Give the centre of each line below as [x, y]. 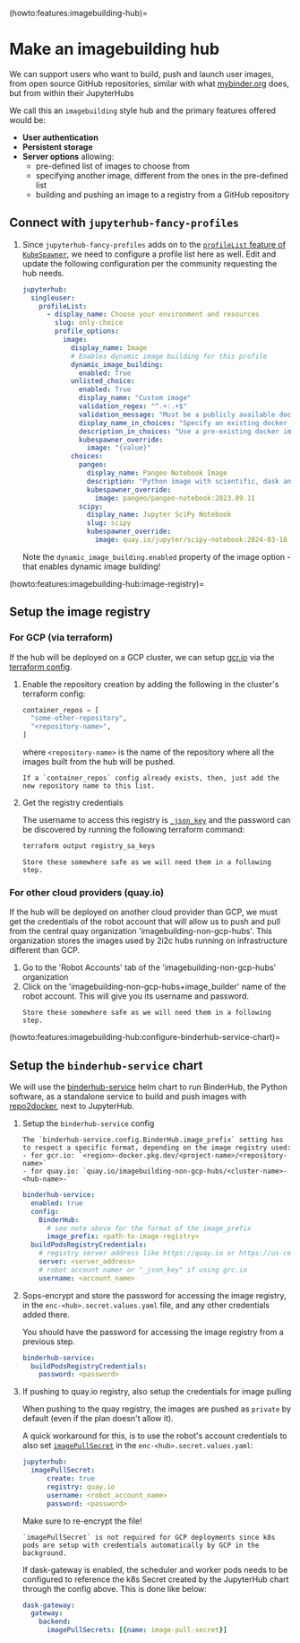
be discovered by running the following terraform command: [133, 830]
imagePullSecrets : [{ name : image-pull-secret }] [137, 1630]
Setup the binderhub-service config [88, 1123]
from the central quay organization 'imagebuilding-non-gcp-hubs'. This [141, 931]
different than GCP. [45, 950]
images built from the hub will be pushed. [99, 762]
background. [44, 1553]
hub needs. [43, 273]
